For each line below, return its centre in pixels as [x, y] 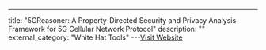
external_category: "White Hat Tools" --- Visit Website [96, 37]
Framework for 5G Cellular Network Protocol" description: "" [107, 29]
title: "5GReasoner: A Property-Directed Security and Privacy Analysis [122, 20]
